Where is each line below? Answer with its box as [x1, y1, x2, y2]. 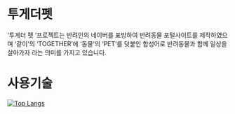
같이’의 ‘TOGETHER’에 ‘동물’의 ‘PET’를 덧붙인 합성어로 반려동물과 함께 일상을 [16, 39, 227, 48]
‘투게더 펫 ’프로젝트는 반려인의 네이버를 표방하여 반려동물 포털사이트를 [7, 31, 199, 39]
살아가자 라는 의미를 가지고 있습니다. [7, 48, 107, 57]
